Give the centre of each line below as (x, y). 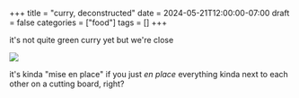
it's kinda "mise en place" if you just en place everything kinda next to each (149, 74)
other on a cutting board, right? (67, 84)
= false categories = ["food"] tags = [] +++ (88, 22)
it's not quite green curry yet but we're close (92, 40)
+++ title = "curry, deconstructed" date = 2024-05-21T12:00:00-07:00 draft (149, 13)
